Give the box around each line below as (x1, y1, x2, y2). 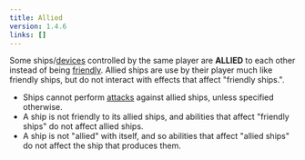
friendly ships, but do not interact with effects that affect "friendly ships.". (9, 75, 285, 85)
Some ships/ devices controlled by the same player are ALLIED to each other (9, 55, 296, 66)
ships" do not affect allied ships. (22, 121, 144, 132)
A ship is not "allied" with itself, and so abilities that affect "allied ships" (22, 131, 290, 142)
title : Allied (9, 13, 64, 23)
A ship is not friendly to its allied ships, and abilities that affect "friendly (22, 111, 290, 123)
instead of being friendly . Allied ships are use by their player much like (9, 65, 273, 75)
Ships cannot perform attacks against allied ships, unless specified (22, 92, 275, 103)
